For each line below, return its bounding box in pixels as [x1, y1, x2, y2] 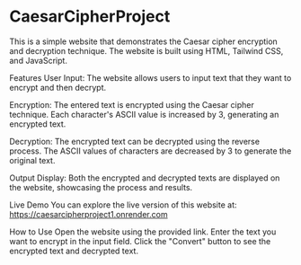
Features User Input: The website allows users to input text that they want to [9, 72, 292, 83]
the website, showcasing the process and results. [9, 181, 193, 192]
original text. [9, 155, 56, 165]
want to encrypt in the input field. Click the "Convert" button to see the [9, 235, 271, 246]
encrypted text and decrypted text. [9, 245, 139, 256]
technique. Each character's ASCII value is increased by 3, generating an [9, 109, 279, 119]
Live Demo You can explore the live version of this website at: [9, 199, 237, 210]
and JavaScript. [9, 55, 67, 66]
